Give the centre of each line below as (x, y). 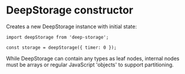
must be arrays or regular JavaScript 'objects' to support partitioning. (90, 65)
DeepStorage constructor (70, 10)
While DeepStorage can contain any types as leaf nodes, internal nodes (93, 58)
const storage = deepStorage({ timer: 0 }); (61, 48)
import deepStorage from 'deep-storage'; (58, 37)
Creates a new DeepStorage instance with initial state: (71, 26)
